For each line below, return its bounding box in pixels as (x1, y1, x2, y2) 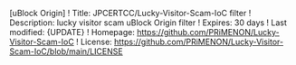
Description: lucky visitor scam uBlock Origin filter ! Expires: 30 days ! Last (9, 17, 288, 28)
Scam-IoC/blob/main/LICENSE (9, 46, 124, 57)
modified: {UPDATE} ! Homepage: (9, 27, 136, 37)
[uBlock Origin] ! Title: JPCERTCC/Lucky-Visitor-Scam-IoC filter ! (9, 8, 252, 18)
